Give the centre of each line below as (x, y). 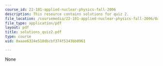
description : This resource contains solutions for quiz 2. (67, 14)
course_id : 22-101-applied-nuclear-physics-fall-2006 (61, 9)
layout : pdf (17, 28)
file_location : (20, 18)
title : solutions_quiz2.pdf (33, 32)
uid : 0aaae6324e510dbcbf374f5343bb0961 (45, 41)
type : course (18, 37)
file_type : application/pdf (33, 23)
